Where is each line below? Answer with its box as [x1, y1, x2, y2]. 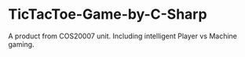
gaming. [8, 39, 35, 48]
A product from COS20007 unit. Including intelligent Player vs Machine [8, 31, 237, 41]
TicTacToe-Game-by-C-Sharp [8, 5, 207, 23]
